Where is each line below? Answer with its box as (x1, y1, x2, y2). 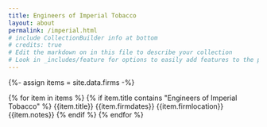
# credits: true (8, 41, 62, 49)
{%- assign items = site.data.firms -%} (8, 77, 135, 87)
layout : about (8, 19, 56, 27)
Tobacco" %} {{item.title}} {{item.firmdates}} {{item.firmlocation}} (8, 101, 224, 111)
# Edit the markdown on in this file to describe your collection (8, 48, 233, 56)
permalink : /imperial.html (8, 26, 98, 34)
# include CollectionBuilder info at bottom (8, 33, 158, 42)
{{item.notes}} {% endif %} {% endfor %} (8, 110, 145, 119)
